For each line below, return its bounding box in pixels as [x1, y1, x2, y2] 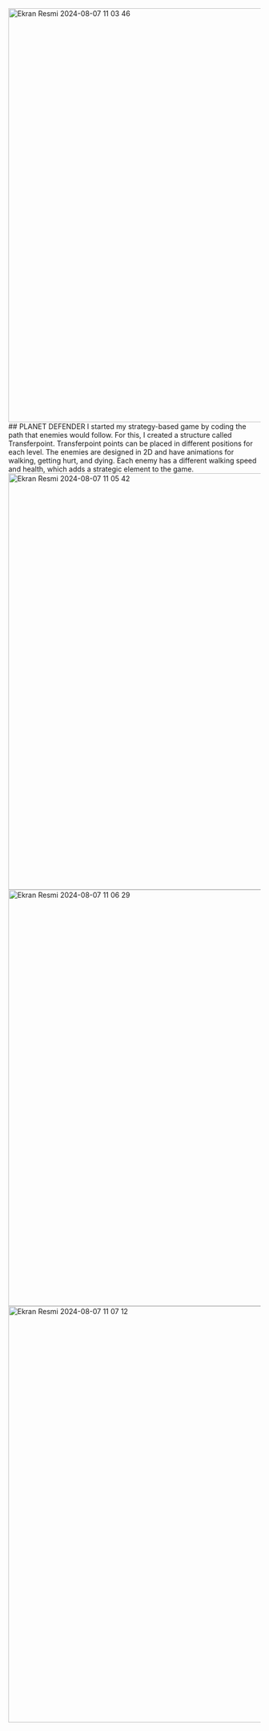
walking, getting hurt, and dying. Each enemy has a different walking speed [8, 456, 257, 465]
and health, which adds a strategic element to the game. [8, 464, 195, 474]
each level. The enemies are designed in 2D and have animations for [8, 447, 235, 456]
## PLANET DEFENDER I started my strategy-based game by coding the [8, 422, 247, 431]
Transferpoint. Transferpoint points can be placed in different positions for [8, 439, 254, 448]
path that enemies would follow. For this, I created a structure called [8, 431, 232, 439]
